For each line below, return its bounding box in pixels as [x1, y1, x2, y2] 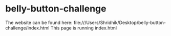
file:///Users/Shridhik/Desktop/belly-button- [73, 19, 166, 25]
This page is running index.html [50, 24, 117, 30]
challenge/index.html [5, 24, 50, 30]
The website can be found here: [5, 19, 73, 25]
